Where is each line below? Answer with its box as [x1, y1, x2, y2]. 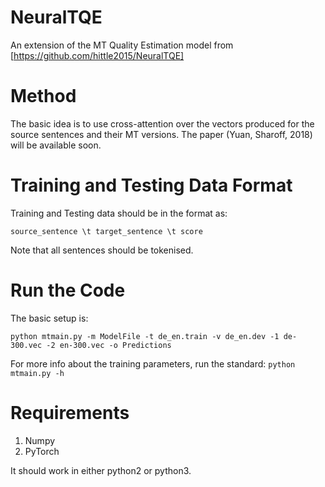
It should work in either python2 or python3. [10, 464, 192, 476]
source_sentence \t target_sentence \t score [10, 226, 203, 236]
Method [10, 85, 77, 108]
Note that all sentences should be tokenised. [10, 244, 194, 256]
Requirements [10, 401, 130, 424]
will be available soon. [10, 139, 102, 151]
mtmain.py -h [10, 368, 65, 378]
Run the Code [10, 279, 126, 301]
